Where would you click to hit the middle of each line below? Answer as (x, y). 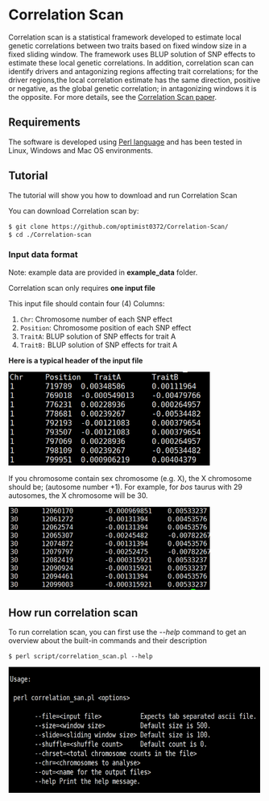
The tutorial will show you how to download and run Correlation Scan (123, 195)
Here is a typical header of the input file (76, 360)
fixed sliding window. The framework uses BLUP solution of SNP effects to (132, 54)
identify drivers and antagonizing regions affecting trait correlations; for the (133, 71)
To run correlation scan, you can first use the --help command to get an (128, 632)
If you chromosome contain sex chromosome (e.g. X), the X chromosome (130, 479)
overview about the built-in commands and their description (108, 640)
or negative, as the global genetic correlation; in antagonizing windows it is (132, 88)
